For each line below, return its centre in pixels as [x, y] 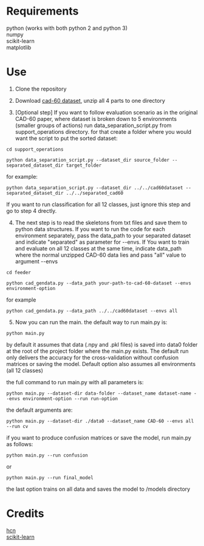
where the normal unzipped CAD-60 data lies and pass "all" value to [100, 255]
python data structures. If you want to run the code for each [90, 229]
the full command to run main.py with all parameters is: [75, 382]
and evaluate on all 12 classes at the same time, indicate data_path [98, 248]
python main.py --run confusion [47, 455]
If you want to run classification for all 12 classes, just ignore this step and [99, 204]
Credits [25, 513]
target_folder [84, 165]
